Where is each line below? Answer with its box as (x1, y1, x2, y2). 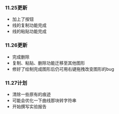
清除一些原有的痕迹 (12, 91, 51, 97)
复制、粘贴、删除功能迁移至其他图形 (12, 60, 85, 66)
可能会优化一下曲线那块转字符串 (12, 97, 77, 103)
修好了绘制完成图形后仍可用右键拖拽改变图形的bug (12, 66, 115, 72)
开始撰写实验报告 (12, 103, 47, 109)
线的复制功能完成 (12, 22, 47, 28)
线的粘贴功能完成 (12, 28, 47, 35)
